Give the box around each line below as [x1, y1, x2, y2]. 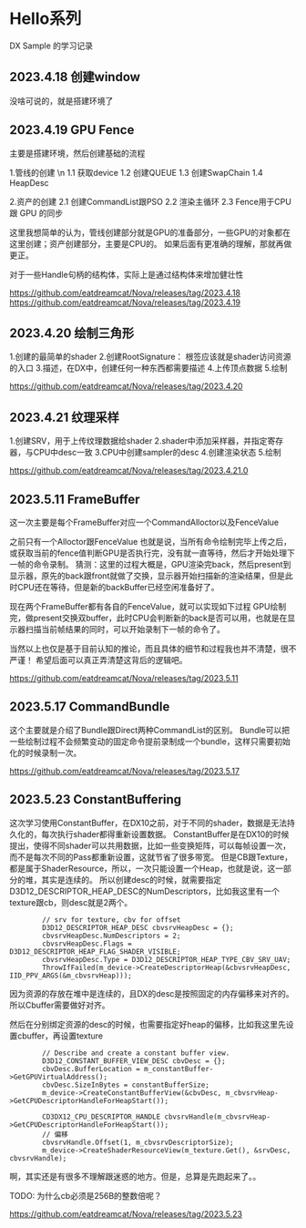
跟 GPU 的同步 [9, 207, 64, 219]
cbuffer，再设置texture [16, 1030, 103, 1041]
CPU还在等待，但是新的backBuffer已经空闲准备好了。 [16, 582, 220, 592]
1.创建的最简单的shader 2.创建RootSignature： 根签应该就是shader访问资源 [9, 352, 291, 363]
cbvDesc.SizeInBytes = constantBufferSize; [42, 1080, 209, 1090]
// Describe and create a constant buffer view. [42, 1049, 230, 1058]
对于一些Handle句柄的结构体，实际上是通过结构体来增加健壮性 [9, 269, 244, 280]
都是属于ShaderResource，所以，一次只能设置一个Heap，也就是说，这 [9, 863, 276, 874]
